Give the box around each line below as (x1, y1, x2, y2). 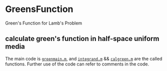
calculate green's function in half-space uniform (5, 34, 159, 43)
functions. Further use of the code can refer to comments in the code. (5, 61, 149, 67)
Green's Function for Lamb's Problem (5, 20, 82, 26)
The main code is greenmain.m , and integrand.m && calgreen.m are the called (5, 55, 162, 61)
